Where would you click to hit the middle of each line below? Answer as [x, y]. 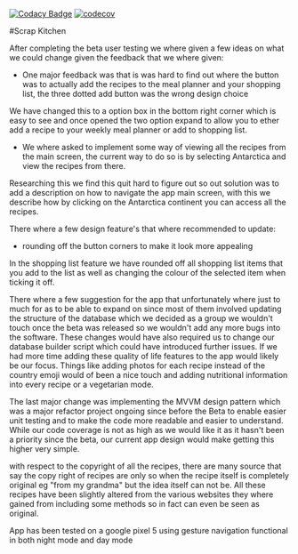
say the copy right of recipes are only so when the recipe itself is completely [149, 475]
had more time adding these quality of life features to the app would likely [144, 356]
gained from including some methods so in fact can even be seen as [134, 504]
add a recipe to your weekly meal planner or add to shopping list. [128, 130]
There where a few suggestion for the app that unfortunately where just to [145, 299]
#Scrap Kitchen [38, 31]
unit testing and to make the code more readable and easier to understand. [146, 421]
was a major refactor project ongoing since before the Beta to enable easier [148, 411]
